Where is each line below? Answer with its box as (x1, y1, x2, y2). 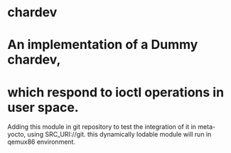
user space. (7, 99, 80, 115)
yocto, (7, 130, 26, 139)
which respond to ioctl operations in (7, 84, 225, 100)
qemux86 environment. (7, 137, 76, 146)
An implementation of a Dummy (7, 37, 198, 53)
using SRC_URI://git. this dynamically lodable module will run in (27, 130, 212, 139)
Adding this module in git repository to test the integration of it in (7, 123, 197, 131)
